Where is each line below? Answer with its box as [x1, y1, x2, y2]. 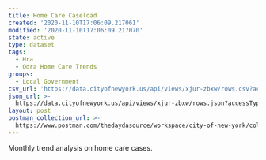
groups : [8, 70, 34, 78]
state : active [8, 33, 55, 42]
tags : [8, 48, 26, 56]
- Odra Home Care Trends [15, 63, 97, 71]
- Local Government [15, 77, 80, 85]
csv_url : [8, 84, 37, 93]
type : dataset [8, 41, 55, 49]
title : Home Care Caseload [8, 11, 97, 20]
